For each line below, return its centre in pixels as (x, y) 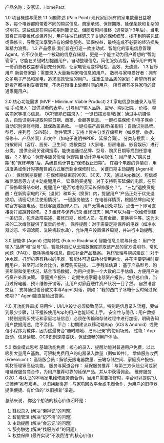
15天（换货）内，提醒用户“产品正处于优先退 (111, 193)
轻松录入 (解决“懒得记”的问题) (42, 411)
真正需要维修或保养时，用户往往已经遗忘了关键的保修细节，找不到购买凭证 (84, 36)
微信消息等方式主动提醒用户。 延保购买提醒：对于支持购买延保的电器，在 (78, 181)
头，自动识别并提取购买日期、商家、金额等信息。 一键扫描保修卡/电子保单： (81, 120)
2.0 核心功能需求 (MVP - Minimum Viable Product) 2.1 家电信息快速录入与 (79, 101)
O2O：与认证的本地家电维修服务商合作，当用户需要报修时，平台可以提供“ (79, 378)
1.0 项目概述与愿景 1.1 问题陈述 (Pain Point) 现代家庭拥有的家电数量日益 (76, 18)
